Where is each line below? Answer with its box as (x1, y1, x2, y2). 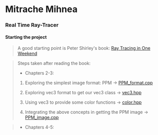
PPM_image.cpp (25, 114, 59, 120)
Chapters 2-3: (25, 70, 54, 76)
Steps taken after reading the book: (17, 60, 91, 66)
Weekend (17, 50, 38, 56)
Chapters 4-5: (25, 124, 54, 130)
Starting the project (5, 34, 47, 40)
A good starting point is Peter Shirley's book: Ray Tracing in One (17, 45, 150, 51)
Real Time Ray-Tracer (5, 22, 59, 29)
